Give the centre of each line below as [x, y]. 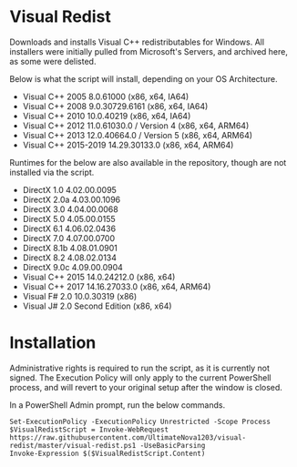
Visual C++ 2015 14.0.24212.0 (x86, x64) [99, 277]
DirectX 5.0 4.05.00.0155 [69, 218]
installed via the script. [52, 172]
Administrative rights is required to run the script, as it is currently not [140, 368]
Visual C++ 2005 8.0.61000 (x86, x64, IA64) [106, 96]
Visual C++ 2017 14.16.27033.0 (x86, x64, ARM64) [117, 286]
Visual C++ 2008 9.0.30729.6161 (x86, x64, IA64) [115, 106]
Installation [53, 343]
